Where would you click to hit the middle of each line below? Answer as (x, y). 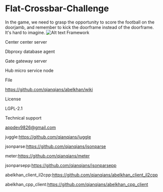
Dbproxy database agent (30, 51)
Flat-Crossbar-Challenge (57, 9)
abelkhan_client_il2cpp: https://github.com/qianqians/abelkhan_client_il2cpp (81, 175)
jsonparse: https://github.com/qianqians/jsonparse (56, 146)
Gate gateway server (26, 61)
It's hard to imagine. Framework (47, 32)
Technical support (23, 118)
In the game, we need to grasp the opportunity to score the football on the (80, 22)
